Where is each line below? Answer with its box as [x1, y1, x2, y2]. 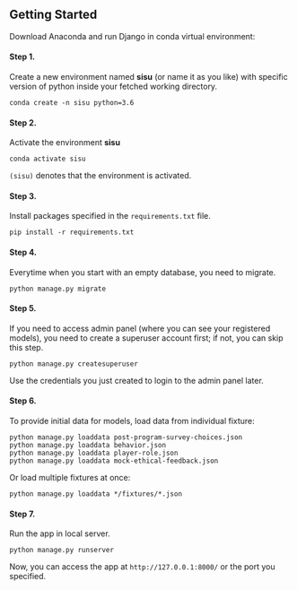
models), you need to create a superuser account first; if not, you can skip [9, 332, 284, 343]
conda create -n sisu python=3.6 [9, 99, 135, 108]
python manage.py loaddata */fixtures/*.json [9, 490, 182, 499]
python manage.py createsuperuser [9, 359, 139, 369]
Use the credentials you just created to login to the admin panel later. [9, 375, 265, 386]
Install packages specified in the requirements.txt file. [9, 211, 211, 221]
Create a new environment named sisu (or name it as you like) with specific [9, 72, 289, 82]
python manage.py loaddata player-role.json [9, 448, 179, 458]
